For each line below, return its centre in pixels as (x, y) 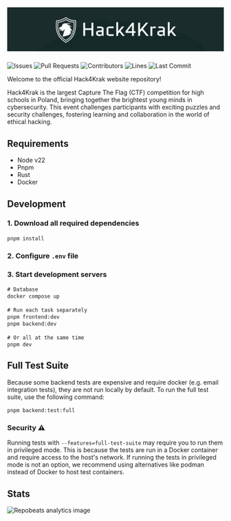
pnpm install (26, 238)
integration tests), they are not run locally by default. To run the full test (108, 389)
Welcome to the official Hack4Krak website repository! (84, 79)
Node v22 (31, 160)
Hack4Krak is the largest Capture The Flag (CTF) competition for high (106, 92)
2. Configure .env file (43, 256)
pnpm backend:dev (32, 324)
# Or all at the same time (46, 338)
